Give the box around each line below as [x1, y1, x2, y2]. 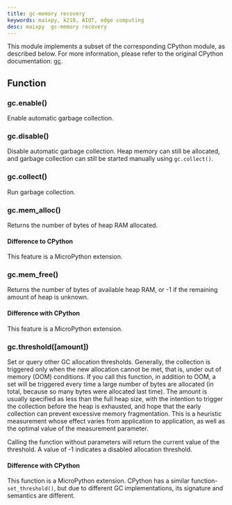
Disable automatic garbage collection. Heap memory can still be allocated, [7, 147, 220, 155]
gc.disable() [7, 131, 49, 141]
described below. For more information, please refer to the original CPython [7, 49, 224, 58]
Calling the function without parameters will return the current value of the [7, 437, 220, 446]
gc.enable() [7, 98, 47, 108]
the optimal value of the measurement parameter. [7, 424, 149, 433]
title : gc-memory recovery [7, 10, 85, 17]
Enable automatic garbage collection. [7, 114, 114, 123]
